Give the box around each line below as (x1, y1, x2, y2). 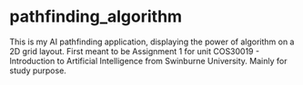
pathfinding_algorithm (9, 6, 183, 27)
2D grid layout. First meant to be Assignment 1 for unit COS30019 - (9, 45, 260, 56)
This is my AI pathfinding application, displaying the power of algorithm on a (9, 36, 295, 47)
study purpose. (9, 65, 66, 76)
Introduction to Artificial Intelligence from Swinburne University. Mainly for (9, 55, 288, 66)
